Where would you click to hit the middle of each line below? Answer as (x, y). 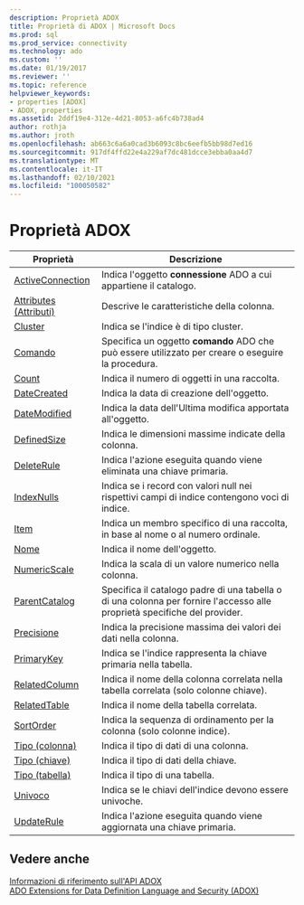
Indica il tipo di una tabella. (158, 776)
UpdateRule (39, 822)
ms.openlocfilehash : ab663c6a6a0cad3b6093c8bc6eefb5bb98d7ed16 (131, 144)
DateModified (43, 414)
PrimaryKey (38, 659)
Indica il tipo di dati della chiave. (169, 760)
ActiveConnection (52, 280)
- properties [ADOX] (48, 102)
